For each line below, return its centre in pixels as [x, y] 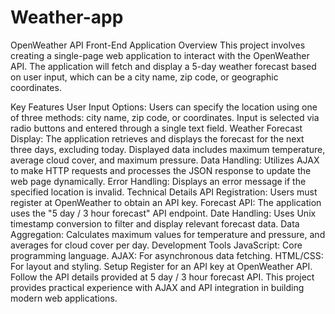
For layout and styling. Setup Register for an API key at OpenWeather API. [161, 266]
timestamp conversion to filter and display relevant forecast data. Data [155, 223]
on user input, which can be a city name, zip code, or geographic [144, 77]
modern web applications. [64, 298]
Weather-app [67, 17]
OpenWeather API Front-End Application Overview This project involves [158, 45]
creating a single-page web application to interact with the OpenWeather [160, 55]
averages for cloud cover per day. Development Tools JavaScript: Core [156, 245]
